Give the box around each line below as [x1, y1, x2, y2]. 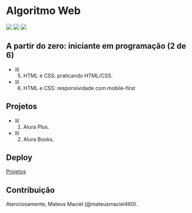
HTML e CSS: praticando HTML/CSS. [23, 72, 113, 79]
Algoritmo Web [6, 4, 81, 18]
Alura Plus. [23, 123, 50, 130]
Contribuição [6, 185, 55, 195]
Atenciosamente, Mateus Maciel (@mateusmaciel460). [6, 201, 138, 208]
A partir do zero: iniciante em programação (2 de [6, 41, 187, 51]
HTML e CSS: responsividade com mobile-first [23, 84, 135, 91]
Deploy [6, 152, 33, 162]
